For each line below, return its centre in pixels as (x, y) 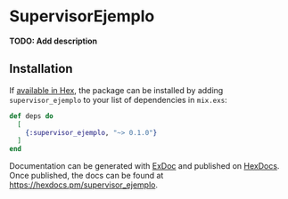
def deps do (31, 116)
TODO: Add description (53, 41)
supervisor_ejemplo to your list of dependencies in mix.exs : (118, 99)
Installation (41, 69)
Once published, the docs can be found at (86, 176)
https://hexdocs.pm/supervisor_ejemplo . (84, 185)
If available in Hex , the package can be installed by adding (116, 90)
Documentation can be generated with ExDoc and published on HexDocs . (144, 166)
